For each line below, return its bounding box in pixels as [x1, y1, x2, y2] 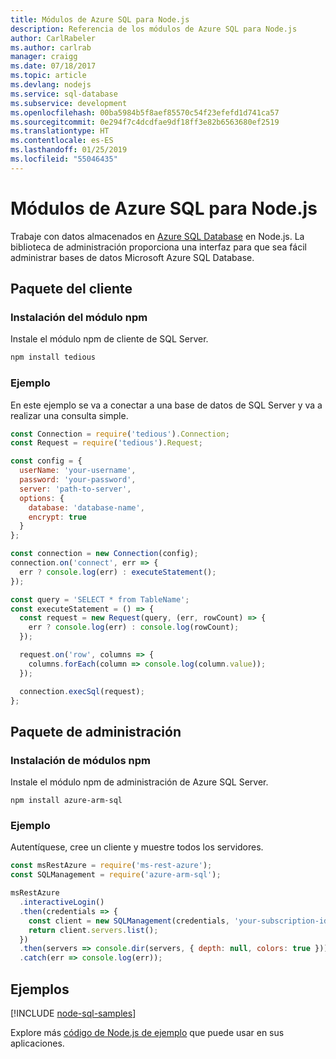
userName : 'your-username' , [19, 466, 137, 476]
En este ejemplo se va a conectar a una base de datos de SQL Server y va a [10, 399, 323, 411]
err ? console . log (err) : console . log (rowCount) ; [28, 622, 240, 633]
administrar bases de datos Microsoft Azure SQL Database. [10, 251, 255, 263]
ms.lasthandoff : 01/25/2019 [10, 145, 128, 155]
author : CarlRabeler [10, 33, 97, 43]
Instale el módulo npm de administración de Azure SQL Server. [10, 776, 269, 788]
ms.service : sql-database [10, 89, 118, 99]
